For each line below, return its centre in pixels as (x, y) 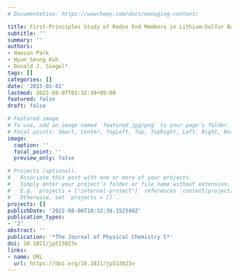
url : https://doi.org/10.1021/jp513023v (74, 263)
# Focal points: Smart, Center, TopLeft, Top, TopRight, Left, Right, (114, 132)
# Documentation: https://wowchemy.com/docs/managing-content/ (103, 14)
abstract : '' (27, 230)
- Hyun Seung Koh (33, 60)
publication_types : (36, 217)
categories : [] (30, 79)
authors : (20, 47)
